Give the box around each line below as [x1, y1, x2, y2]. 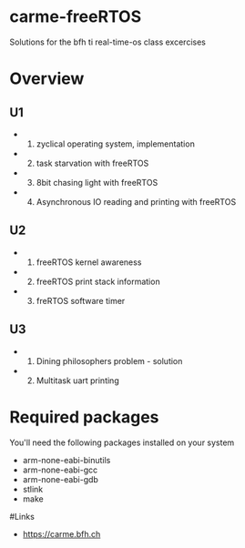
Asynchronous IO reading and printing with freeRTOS [36, 196, 237, 207]
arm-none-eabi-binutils [22, 454, 111, 465]
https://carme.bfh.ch [22, 528, 101, 539]
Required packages [9, 407, 159, 427]
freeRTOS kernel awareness [36, 257, 142, 268]
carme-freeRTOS [9, 6, 142, 27]
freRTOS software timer [36, 295, 126, 306]
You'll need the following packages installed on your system [9, 437, 235, 448]
